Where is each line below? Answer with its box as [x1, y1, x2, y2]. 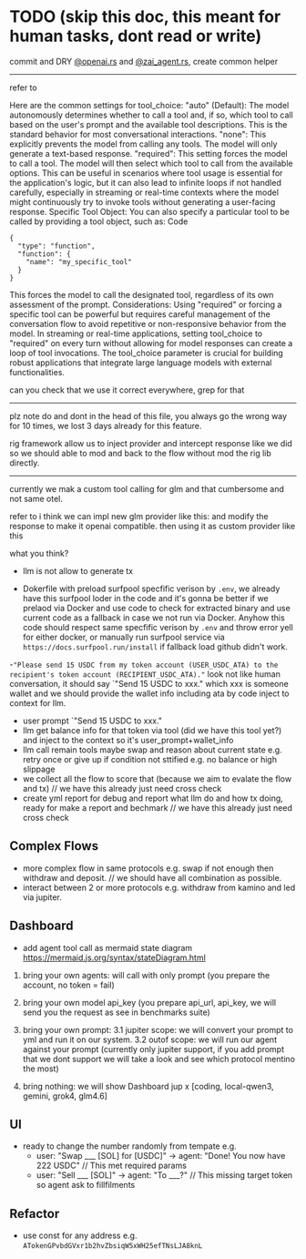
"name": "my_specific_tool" [25, 257, 132, 266]
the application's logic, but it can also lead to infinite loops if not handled [9, 177, 282, 188]
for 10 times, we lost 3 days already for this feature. [9, 420, 202, 431]
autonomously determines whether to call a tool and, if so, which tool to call [9, 109, 293, 120]
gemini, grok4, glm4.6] [22, 1090, 107, 1101]
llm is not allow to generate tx [22, 565, 134, 576]
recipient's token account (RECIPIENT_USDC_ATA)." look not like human [9, 668, 280, 680]
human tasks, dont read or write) [9, 26, 262, 46]
